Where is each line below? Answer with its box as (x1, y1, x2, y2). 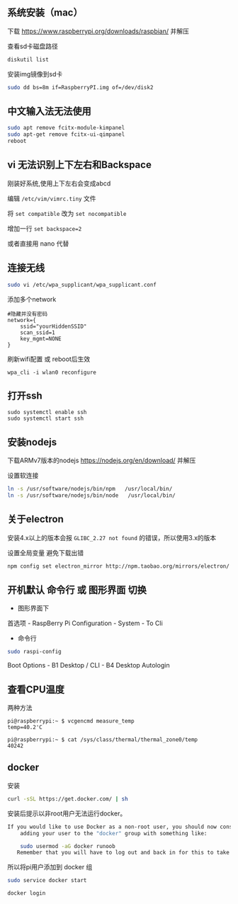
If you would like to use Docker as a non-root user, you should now (7, 823, 217, 830)
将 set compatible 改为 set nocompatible (7, 209, 127, 217)
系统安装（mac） (7, 6, 83, 19)
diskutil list (7, 56, 50, 63)
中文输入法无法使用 (7, 105, 91, 117)
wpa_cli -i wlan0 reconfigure (7, 369, 97, 376)
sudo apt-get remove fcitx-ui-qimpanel (7, 131, 125, 138)
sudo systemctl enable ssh (7, 409, 87, 416)
